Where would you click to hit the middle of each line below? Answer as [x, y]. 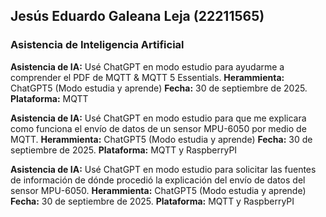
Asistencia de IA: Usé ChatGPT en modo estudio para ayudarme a [147, 66]
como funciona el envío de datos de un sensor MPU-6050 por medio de [158, 128]
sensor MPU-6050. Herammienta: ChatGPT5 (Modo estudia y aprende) [158, 190]
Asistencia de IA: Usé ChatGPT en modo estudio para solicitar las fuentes [163, 169]
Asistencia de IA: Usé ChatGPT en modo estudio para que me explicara [158, 118]
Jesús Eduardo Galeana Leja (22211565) [137, 16]
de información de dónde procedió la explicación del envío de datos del [158, 180]
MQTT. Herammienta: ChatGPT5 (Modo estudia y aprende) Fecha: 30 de [161, 139]
